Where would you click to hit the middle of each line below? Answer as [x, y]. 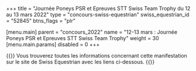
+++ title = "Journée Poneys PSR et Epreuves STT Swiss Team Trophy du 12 [98, 8]
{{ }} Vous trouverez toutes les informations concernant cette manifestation [97, 56]
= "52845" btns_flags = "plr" [41, 21]
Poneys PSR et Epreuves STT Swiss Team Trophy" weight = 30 [82, 38]
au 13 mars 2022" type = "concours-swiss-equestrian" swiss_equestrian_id [98, 15]
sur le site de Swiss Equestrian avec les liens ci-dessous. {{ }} [80, 62]
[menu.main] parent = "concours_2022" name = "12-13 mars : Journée [92, 32]
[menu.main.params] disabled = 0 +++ [53, 44]
